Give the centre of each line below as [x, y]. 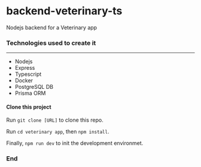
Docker [24, 81]
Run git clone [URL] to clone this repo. [55, 120]
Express [25, 68]
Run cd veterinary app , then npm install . [58, 132]
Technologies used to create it [51, 43]
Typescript [28, 74]
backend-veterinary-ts [64, 11]
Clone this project [29, 107]
